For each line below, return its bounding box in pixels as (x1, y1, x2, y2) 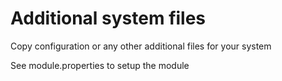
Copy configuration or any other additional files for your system (10, 40, 272, 52)
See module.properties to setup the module (10, 59, 190, 71)
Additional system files (10, 7, 207, 30)
